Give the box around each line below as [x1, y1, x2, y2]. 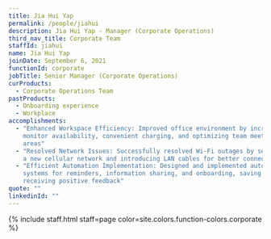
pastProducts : [8, 94, 56, 103]
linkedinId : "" [8, 191, 60, 200]
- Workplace [15, 110, 56, 118]
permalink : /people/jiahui [8, 19, 99, 27]
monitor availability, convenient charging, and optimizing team [23, 132, 248, 140]
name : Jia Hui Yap [8, 49, 70, 57]
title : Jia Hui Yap [8, 11, 74, 20]
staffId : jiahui [8, 42, 63, 50]
